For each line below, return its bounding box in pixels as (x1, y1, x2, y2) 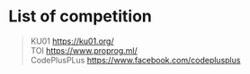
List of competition (8, 6, 152, 27)
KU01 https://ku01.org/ (30, 36, 114, 46)
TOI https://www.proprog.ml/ (30, 45, 138, 55)
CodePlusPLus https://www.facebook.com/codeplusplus (30, 54, 241, 65)
